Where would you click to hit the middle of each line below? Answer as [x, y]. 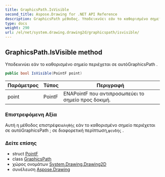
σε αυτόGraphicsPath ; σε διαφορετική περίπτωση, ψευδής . [65, 130]
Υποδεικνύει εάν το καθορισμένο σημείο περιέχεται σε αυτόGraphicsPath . [82, 64]
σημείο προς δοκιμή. [87, 100]
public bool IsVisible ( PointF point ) [44, 73]
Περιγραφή [110, 85]
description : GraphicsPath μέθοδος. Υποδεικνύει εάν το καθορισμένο [77, 19]
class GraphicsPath [32, 159]
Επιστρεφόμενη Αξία [31, 115]
